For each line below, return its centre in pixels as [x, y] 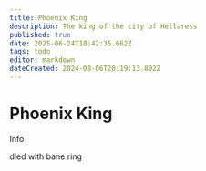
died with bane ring [46, 156]
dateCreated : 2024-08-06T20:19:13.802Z [85, 69]
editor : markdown [42, 60]
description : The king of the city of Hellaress [103, 26]
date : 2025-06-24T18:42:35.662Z [71, 43]
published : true [40, 35]
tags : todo [30, 52]
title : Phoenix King [49, 18]
